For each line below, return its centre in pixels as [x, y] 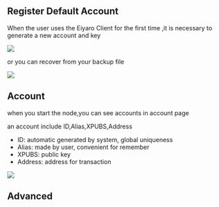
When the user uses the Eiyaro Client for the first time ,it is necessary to [110, 28]
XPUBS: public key [44, 154]
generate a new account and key [54, 35]
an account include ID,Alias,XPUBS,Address [70, 126]
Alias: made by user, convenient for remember [83, 147]
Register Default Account [63, 11]
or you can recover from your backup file [66, 61]
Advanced [30, 196]
